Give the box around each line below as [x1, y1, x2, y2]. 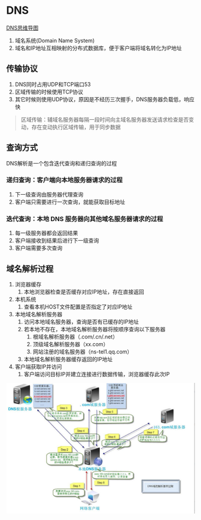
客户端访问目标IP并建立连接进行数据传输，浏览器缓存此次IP [23, 370, 170, 377]
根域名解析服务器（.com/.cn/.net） [32, 333, 118, 340]
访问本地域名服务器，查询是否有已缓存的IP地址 [23, 318, 139, 325]
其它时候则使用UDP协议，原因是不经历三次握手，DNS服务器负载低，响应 [14, 95, 194, 102]
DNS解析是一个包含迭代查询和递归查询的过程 [6, 159, 117, 167]
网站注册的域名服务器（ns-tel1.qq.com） [32, 348, 133, 355]
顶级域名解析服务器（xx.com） [32, 340, 109, 347]
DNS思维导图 [6, 24, 39, 31]
